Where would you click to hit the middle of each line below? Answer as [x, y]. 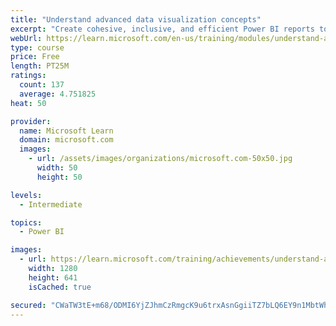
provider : [31, 121]
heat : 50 [28, 103]
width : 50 [57, 168]
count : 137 [42, 85]
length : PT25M [40, 66]
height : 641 [53, 277]
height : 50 [59, 177]
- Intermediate [51, 204]
